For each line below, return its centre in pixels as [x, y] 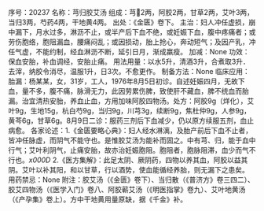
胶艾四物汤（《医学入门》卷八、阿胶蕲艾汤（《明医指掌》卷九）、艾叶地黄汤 [127, 189]
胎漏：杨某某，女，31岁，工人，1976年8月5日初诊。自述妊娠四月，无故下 [126, 81]
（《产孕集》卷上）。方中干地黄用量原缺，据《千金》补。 [97, 199]
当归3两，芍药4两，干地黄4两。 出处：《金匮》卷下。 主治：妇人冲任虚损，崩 [132, 22]
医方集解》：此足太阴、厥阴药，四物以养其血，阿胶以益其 [157, 160]
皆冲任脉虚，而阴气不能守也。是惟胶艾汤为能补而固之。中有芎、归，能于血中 [132, 140]
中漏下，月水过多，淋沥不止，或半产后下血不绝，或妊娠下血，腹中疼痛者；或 [132, 32]
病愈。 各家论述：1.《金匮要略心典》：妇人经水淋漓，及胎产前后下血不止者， [130, 130]
